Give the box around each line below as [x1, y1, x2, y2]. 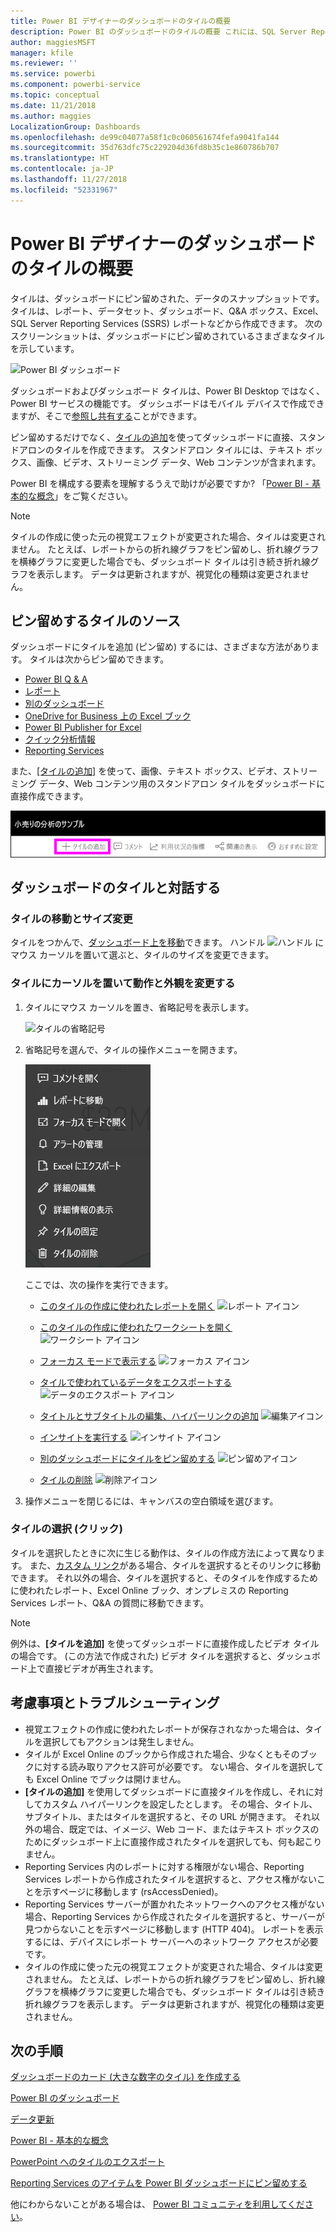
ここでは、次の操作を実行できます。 [24, 1278, 174, 1290]
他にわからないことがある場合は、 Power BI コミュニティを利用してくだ [10, 2198, 305, 2210]
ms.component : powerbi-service [10, 80, 141, 90]
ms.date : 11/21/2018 [10, 100, 97, 110]
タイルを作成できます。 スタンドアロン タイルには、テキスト [53, 443, 304, 455]
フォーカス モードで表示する [39, 1355, 157, 1367]
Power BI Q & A [24, 673, 88, 685]
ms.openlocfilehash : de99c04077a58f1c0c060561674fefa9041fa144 [10, 132, 280, 142]
